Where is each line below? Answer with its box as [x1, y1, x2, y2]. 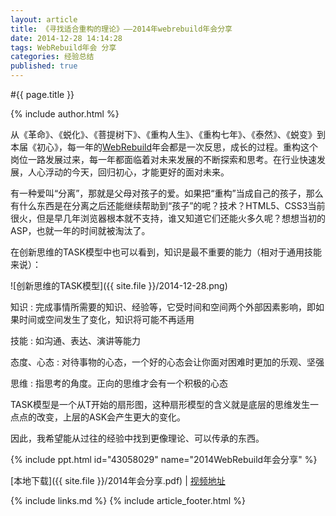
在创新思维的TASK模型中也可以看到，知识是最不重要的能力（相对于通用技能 [10, 246, 322, 258]
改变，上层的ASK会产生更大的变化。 [36, 411, 187, 423]
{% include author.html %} [10, 108, 120, 120]
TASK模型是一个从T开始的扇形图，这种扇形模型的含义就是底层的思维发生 [10, 399, 310, 410]
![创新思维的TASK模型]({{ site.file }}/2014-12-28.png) [10, 280, 228, 291]
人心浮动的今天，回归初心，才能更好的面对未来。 [27, 166, 230, 178]
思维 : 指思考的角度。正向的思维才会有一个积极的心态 [10, 377, 228, 389]
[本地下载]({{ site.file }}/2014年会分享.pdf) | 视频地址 [10, 475, 226, 486]
